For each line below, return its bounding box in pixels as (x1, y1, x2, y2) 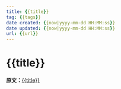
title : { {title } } (6, 8, 49, 15)
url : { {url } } (6, 31, 39, 37)
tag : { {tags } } (6, 14, 42, 20)
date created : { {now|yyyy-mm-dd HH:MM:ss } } (6, 20, 116, 26)
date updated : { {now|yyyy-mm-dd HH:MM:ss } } (6, 25, 116, 31)
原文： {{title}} (6, 77, 40, 84)
